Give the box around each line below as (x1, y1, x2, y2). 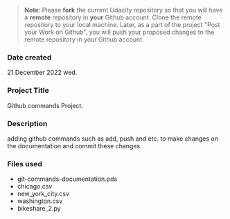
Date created (7, 52, 52, 62)
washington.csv (17, 197, 63, 205)
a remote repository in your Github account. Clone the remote (24, 13, 202, 21)
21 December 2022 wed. (7, 69, 78, 77)
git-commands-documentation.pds (17, 175, 118, 183)
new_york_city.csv (17, 190, 70, 198)
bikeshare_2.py (17, 204, 61, 213)
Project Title (7, 86, 50, 96)
